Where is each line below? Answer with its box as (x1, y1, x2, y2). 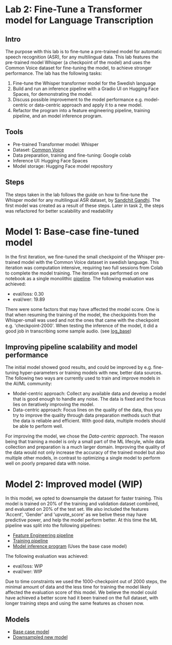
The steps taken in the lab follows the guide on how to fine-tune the (5, 191, 148, 198)
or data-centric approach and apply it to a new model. (29, 102, 143, 108)
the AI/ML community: (5, 381, 52, 387)
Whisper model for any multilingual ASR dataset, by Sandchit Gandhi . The (5, 197, 160, 203)
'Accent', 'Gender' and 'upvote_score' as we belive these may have (5, 511, 147, 518)
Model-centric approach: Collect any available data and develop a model (12, 390, 166, 397)
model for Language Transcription (5, 14, 154, 26)
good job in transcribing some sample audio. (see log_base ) (5, 328, 132, 334)
